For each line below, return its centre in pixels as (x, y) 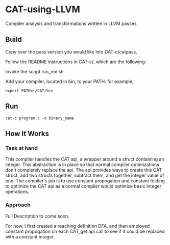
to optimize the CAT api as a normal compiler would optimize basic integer (83, 186)
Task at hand (22, 148)
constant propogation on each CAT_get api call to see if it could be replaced (85, 231)
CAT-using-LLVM (43, 9)
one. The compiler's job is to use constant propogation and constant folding (85, 181)
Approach (18, 205)
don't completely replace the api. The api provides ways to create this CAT (84, 170)
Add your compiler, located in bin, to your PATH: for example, (69, 81)
